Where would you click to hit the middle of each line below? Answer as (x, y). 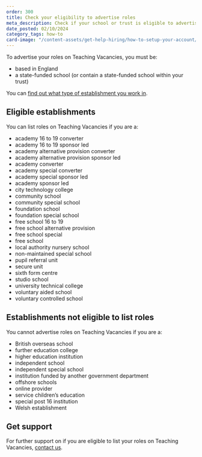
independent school (40, 363)
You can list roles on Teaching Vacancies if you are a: (72, 127)
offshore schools (36, 382)
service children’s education (50, 395)
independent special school (49, 369)
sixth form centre (36, 273)
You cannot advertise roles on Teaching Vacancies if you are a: (84, 332)
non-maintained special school (53, 253)
